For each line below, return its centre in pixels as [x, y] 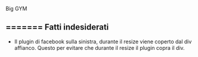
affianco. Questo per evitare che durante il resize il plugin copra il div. [100, 47]
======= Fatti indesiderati [57, 27]
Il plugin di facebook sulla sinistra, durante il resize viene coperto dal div [103, 42]
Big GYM [16, 9]
